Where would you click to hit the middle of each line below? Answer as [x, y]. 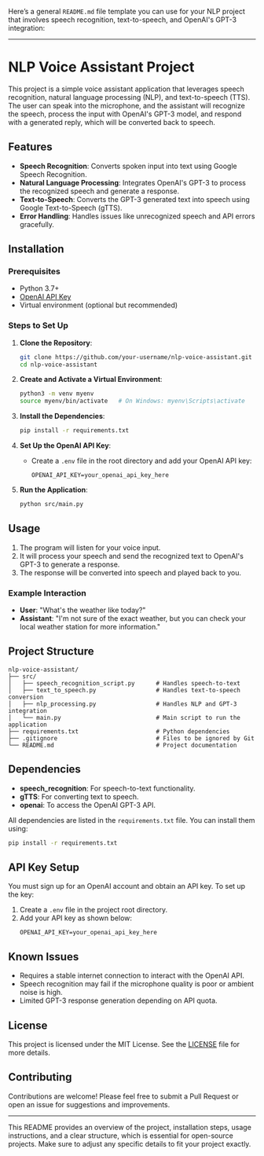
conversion [26, 697]
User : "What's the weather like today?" [82, 610]
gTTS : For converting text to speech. [79, 796]
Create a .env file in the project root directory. [93, 910]
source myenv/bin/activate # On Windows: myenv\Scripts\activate [132, 401]
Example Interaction [47, 593]
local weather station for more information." [90, 627]
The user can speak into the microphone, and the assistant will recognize [126, 105]
